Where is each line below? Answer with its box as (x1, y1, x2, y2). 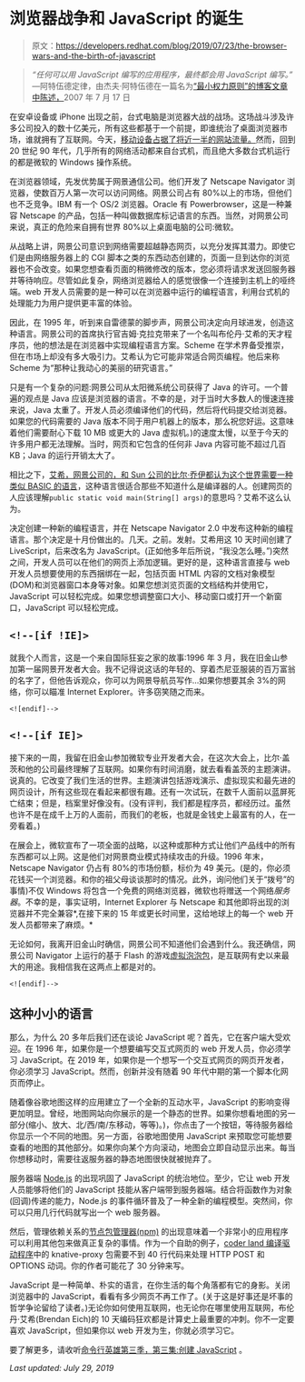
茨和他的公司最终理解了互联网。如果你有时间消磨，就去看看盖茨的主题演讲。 (9, 763, 296, 774)
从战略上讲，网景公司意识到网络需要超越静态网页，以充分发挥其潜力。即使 (9, 240, 288, 251)
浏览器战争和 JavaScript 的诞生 (9, 8, 244, 29)
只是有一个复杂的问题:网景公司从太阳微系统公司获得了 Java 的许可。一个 (9, 381, 281, 392)
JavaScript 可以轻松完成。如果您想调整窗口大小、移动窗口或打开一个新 (9, 590, 275, 601)
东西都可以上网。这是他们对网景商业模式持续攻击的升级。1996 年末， (9, 851, 269, 862)
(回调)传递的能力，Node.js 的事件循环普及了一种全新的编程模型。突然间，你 (9, 1196, 293, 1207)
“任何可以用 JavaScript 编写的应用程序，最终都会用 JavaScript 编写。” (31, 69, 293, 80)
